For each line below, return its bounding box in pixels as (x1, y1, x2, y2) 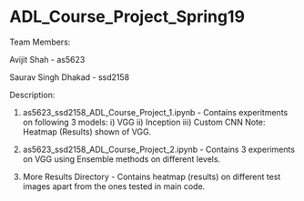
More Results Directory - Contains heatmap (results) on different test (22, 171, 281, 182)
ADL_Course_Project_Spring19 (9, 6, 246, 27)
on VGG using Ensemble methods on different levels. (22, 153, 221, 165)
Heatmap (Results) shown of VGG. (22, 126, 152, 137)
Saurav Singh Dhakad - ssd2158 (9, 71, 130, 83)
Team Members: (9, 36, 71, 47)
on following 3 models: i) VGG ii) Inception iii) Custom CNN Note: (22, 116, 266, 127)
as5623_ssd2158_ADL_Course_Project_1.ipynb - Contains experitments (22, 106, 289, 117)
